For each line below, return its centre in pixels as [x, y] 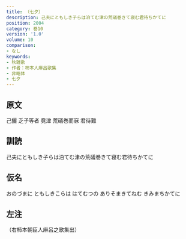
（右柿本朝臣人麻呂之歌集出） [43, 230]
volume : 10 [20, 40]
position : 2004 [25, 23]
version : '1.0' [25, 34]
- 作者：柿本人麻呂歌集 [31, 68]
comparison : [21, 46]
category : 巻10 [25, 29]
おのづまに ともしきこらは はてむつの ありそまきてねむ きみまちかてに [93, 193]
